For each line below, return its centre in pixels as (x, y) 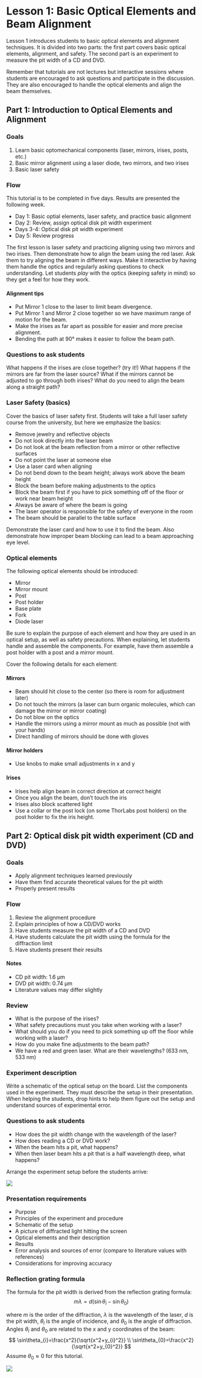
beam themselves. (29, 91)
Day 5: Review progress (44, 235)
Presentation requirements (46, 1198)
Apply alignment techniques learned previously (74, 876)
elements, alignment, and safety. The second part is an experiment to (93, 53)
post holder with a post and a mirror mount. (60, 652)
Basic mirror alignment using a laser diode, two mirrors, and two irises (102, 163)
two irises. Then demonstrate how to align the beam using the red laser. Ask (101, 254)
